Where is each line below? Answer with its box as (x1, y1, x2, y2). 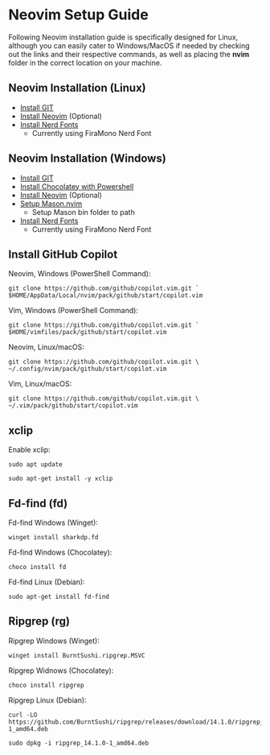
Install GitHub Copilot (8, 247, 118, 261)
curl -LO (8, 711, 38, 719)
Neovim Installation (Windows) (8, 151, 166, 166)
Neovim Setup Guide (8, 6, 149, 24)
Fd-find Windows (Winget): (8, 518, 99, 527)
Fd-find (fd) (8, 497, 68, 510)
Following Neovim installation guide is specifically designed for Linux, (8, 32, 239, 42)
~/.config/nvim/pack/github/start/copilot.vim (8, 365, 167, 373)
